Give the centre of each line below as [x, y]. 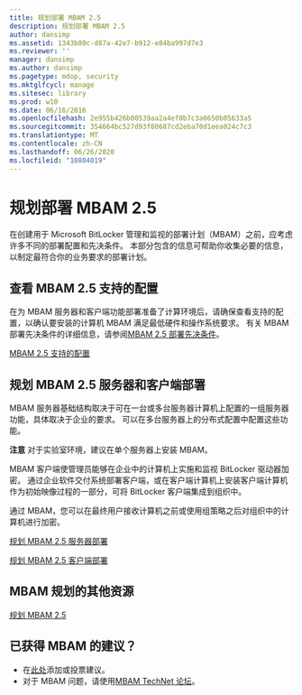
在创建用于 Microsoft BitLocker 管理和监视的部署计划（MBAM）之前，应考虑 [151, 235]
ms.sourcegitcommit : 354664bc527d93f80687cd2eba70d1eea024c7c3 [131, 127]
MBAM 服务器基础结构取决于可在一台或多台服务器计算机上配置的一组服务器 [150, 408]
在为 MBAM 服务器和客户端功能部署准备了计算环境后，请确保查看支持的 [142, 311]
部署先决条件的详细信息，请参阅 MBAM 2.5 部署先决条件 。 [117, 334]
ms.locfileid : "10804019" [58, 160]
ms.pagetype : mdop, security [64, 77]
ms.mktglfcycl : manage [52, 85]
